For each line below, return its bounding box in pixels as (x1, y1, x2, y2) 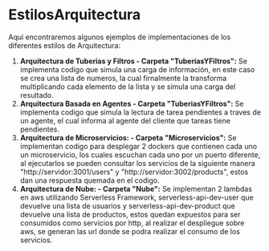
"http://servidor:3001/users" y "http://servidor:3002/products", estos (19, 167, 249, 176)
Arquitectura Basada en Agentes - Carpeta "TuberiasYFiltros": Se (19, 99, 244, 108)
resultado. (19, 90, 54, 99)
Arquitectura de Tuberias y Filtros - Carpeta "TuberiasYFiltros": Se (19, 56, 247, 66)
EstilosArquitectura (8, 6, 141, 24)
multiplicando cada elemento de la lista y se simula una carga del (19, 82, 236, 91)
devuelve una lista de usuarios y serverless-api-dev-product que (19, 200, 235, 210)
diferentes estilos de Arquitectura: (8, 40, 121, 50)
